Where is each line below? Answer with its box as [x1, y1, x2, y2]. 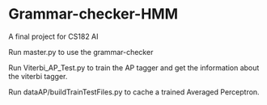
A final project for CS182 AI [8, 31, 99, 41]
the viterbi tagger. [8, 71, 68, 81]
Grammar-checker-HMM [8, 5, 179, 23]
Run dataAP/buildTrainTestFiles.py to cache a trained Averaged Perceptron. [8, 86, 261, 97]
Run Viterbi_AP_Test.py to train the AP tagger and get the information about [8, 62, 260, 73]
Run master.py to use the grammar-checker [8, 47, 154, 57]
